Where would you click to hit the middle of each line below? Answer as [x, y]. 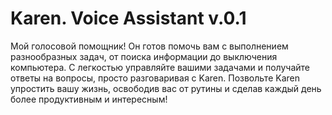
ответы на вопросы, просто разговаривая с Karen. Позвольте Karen [155, 78]
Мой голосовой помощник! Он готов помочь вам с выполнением [149, 46]
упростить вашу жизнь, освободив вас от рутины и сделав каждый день [166, 88]
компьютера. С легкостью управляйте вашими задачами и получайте [160, 67]
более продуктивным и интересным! [89, 99]
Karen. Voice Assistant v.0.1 [128, 18]
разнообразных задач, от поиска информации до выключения [144, 56]
